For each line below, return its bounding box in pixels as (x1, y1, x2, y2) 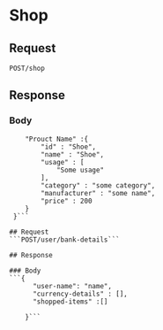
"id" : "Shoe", (41, 142, 97, 151)
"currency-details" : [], (32, 289, 128, 298)
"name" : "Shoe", (41, 150, 104, 159)
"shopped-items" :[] (32, 297, 108, 306)
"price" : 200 (41, 196, 93, 205)
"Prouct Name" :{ (25, 134, 89, 143)
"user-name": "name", (32, 281, 113, 290)
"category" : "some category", (41, 180, 156, 190)
